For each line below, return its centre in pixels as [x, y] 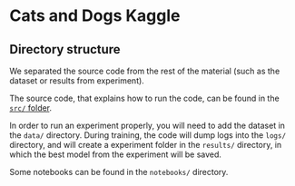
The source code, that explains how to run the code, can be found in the [144, 98]
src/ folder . [31, 108]
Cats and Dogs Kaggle [95, 16]
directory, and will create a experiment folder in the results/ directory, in [146, 145]
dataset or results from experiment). [77, 81]
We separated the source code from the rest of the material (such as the [145, 71]
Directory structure [65, 49]
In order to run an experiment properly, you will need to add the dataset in [147, 125]
